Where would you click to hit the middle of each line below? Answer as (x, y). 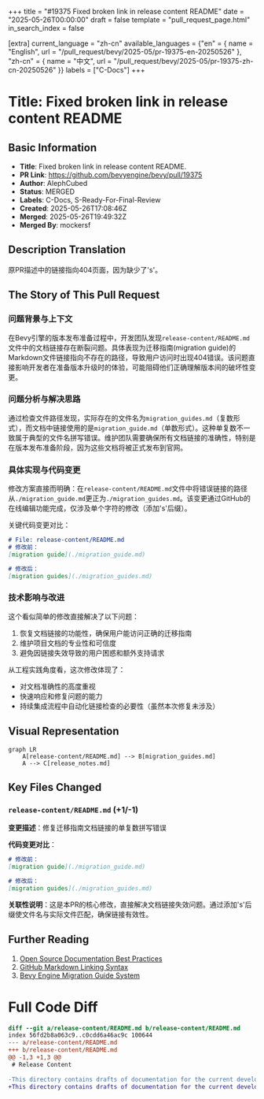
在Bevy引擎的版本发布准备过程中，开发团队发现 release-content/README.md (129, 337)
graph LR (22, 749)
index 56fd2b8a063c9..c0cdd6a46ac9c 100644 (81, 1035)
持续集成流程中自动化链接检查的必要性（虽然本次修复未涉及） (119, 706)
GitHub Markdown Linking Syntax (73, 967)
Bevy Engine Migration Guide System (79, 975)
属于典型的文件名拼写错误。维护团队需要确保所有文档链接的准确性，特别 (132, 437)
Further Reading (49, 939)
